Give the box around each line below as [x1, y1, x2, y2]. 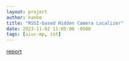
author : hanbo [6, 14, 43, 21]
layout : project [6, 8, 47, 15]
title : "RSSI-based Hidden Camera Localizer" [6, 20, 124, 26]
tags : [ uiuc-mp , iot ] [6, 31, 61, 37]
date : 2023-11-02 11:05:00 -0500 [6, 25, 91, 32]
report [6, 48, 23, 55]
